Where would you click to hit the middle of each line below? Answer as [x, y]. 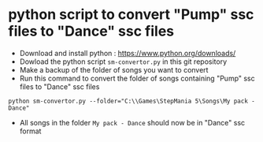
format [30, 131]
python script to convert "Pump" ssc [131, 15]
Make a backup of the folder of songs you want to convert [114, 69]
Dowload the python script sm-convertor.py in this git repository [123, 62]
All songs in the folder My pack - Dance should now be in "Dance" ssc [132, 122]
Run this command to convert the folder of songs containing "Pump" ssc [137, 78]
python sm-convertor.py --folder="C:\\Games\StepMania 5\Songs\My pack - [132, 101]
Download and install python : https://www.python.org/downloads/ [128, 53]
